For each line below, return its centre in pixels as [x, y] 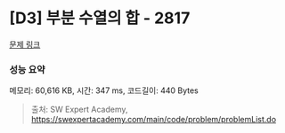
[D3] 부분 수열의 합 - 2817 [100, 18]
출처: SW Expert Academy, [79, 110]
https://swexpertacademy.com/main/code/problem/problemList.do [154, 120]
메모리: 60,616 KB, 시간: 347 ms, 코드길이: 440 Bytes [104, 90]
